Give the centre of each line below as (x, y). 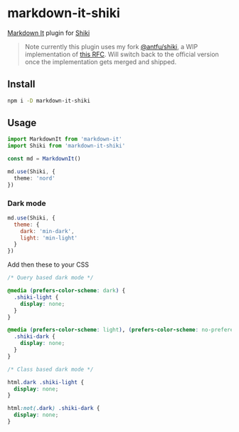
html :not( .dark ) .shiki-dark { (54, 408)
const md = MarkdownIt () (44, 159)
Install (21, 84)
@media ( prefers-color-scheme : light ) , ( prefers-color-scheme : (103, 330)
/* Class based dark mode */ (51, 369)
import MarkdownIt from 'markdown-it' (65, 139)
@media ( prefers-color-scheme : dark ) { (67, 291)
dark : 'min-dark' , (47, 231)
